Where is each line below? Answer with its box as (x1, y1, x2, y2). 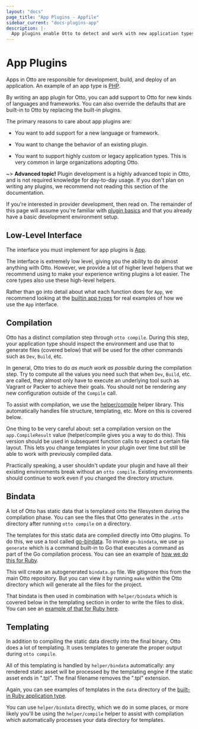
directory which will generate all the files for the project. (6, 581, 143, 588)
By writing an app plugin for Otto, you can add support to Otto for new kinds (6, 94, 192, 101)
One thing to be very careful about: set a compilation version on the (6, 425, 171, 432)
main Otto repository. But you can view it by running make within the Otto (6, 574, 182, 582)
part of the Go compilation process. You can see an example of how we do (6, 550, 188, 557)
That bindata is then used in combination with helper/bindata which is (6, 592, 178, 600)
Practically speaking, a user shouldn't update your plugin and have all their (6, 461, 188, 469)
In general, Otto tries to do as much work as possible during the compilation (6, 364, 192, 371)
